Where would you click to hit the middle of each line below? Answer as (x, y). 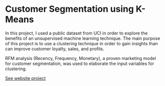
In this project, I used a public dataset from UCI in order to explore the (76, 33)
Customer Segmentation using (70, 9)
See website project (26, 78)
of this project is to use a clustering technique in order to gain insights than (82, 43)
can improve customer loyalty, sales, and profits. (55, 49)
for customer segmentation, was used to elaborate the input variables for (80, 63)
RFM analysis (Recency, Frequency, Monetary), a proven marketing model (81, 58)
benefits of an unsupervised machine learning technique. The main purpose (83, 38)
